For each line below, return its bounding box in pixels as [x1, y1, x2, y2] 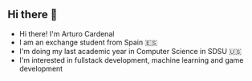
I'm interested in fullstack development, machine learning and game [18, 55, 244, 64]
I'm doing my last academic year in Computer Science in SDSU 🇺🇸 [18, 46, 242, 56]
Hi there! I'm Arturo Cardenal [18, 29, 115, 38]
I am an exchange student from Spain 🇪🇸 [18, 37, 158, 47]
